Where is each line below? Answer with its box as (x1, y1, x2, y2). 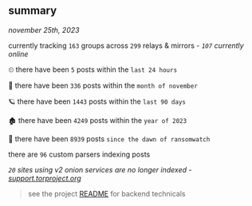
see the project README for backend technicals (27, 188, 186, 198)
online (8, 49, 29, 58)
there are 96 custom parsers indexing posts (8, 149, 151, 159)
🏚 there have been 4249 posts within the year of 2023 (8, 115, 187, 125)
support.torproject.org (8, 173, 81, 183)
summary (8, 4, 57, 18)
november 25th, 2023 (8, 25, 80, 34)
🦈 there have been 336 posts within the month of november (8, 81, 198, 90)
